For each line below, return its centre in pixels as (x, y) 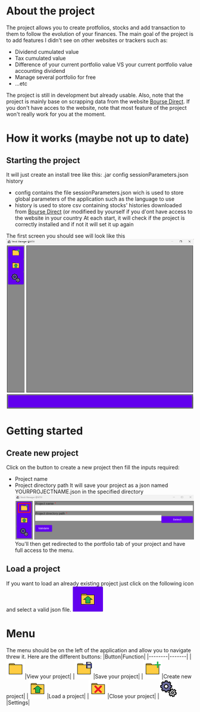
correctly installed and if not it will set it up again (74, 224)
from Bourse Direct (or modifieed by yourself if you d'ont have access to (104, 211)
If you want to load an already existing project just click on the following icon (100, 583)
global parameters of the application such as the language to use (94, 199)
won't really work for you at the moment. (56, 114)
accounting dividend (40, 70)
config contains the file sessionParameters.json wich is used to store (99, 192)
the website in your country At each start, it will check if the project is (100, 218)
